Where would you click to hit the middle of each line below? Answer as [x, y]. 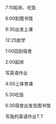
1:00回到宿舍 [19, 51]
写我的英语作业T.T [24, 116]
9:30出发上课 [19, 29]
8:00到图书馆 [19, 18]
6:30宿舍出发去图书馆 [28, 106]
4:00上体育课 [19, 84]
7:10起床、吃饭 [21, 7]
